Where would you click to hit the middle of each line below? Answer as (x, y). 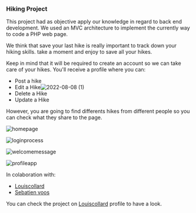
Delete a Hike (31, 94)
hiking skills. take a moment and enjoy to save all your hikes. (79, 52)
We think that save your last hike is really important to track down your (92, 45)
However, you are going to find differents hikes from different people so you (98, 112)
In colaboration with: (31, 175)
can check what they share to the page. (54, 117)
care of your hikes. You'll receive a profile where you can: (76, 70)
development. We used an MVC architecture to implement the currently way (98, 28)
